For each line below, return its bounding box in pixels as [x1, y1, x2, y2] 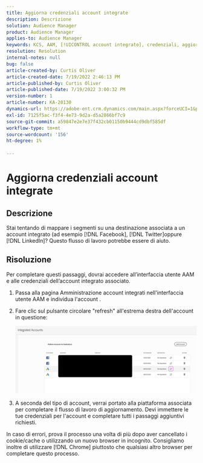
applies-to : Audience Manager [6, 35, 83, 42]
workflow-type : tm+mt [6, 125, 61, 131]
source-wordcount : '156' [6, 131, 69, 138]
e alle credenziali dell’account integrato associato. [6, 277, 131, 285]
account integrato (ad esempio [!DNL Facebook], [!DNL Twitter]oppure [6, 231, 182, 238]
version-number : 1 [6, 93, 53, 100]
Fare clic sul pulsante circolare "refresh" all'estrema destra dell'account [14, 307, 194, 314]
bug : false [6, 61, 34, 67]
